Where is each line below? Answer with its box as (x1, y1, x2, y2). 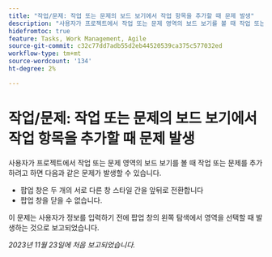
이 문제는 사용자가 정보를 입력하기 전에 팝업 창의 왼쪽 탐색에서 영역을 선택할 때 (8, 212, 255, 222)
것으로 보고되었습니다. (29, 222, 100, 232)
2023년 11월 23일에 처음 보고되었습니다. (8, 240, 136, 250)
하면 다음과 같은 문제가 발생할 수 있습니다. (29, 168, 162, 178)
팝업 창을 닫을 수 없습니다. (19, 195, 103, 205)
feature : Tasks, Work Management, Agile (8, 34, 147, 43)
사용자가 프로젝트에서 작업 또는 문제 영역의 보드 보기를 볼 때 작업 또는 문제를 (8, 157, 249, 167)
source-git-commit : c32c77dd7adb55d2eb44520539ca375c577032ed (8, 42, 223, 50)
